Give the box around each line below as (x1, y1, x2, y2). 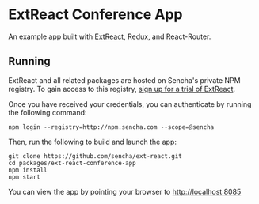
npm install (8, 166, 48, 174)
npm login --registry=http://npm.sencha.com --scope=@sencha (8, 123, 215, 131)
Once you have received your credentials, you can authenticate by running (8, 99, 252, 108)
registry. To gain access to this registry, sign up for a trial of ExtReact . (8, 84, 236, 93)
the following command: (8, 108, 87, 117)
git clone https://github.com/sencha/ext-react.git (8, 152, 182, 160)
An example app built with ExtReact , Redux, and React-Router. (8, 32, 211, 41)
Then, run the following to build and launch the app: (8, 137, 177, 146)
